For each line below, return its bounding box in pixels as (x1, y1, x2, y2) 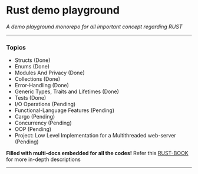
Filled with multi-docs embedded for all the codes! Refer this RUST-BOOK (6, 150, 189, 157)
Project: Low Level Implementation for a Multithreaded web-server (14, 132, 176, 139)
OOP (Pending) (14, 126, 52, 133)
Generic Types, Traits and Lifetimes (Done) (14, 88, 119, 95)
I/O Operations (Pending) (14, 101, 76, 108)
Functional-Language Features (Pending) (14, 107, 115, 114)
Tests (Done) (14, 94, 47, 101)
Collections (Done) (14, 75, 61, 83)
